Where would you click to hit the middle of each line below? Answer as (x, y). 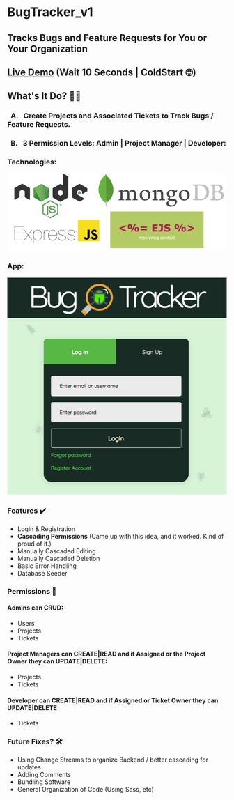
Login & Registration (46, 529)
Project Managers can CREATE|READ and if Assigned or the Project (107, 654)
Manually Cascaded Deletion (58, 558)
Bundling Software (44, 782)
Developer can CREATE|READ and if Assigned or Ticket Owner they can (113, 700)
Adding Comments (44, 774)
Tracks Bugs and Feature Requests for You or (107, 38)
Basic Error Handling (47, 566)
